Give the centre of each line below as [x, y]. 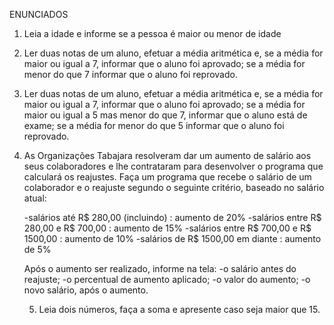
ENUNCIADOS [39, 14]
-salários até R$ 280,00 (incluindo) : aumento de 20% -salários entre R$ [172, 217]
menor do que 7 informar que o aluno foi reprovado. [130, 74]
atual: [35, 198]
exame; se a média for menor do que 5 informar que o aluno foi [154, 125]
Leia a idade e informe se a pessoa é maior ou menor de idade [152, 33]
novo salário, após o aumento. [86, 290]
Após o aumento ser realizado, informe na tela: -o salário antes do [160, 268]
